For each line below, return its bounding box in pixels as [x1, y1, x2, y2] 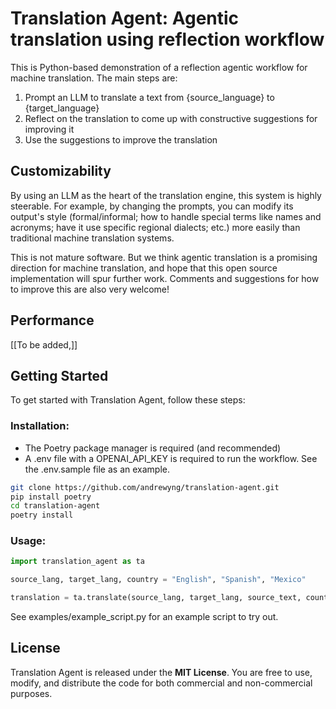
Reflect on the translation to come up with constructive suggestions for [24, 112, 318, 124]
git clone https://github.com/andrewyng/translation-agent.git [10, 482, 280, 492]
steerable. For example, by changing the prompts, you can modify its [10, 200, 294, 212]
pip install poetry [10, 492, 92, 502]
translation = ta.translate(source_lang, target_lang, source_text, [10, 593, 302, 603]
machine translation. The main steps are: [10, 72, 178, 84]
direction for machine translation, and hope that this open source [10, 262, 278, 274]
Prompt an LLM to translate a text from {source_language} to [24, 91, 275, 103]
